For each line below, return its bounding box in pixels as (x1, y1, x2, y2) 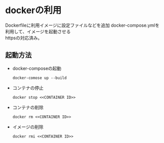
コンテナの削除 (12, 104, 44, 110)
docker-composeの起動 (12, 65, 62, 71)
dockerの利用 (5, 5, 62, 16)
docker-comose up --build (12, 75, 67, 81)
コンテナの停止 (12, 85, 44, 91)
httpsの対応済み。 (5, 35, 43, 41)
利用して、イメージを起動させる (5, 28, 71, 34)
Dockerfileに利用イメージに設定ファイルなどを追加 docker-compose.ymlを (5, 22, 159, 28)
